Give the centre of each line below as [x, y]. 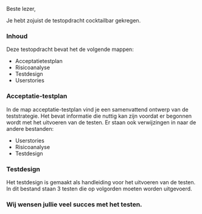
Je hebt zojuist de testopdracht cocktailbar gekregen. [74, 20]
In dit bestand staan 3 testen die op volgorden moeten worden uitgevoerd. [99, 189]
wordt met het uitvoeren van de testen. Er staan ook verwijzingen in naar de [101, 122]
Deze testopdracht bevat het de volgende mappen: [70, 49]
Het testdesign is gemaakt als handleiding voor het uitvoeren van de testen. [101, 182]
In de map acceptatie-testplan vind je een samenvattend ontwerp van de [97, 109]
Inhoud [17, 36]
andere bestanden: [30, 129]
